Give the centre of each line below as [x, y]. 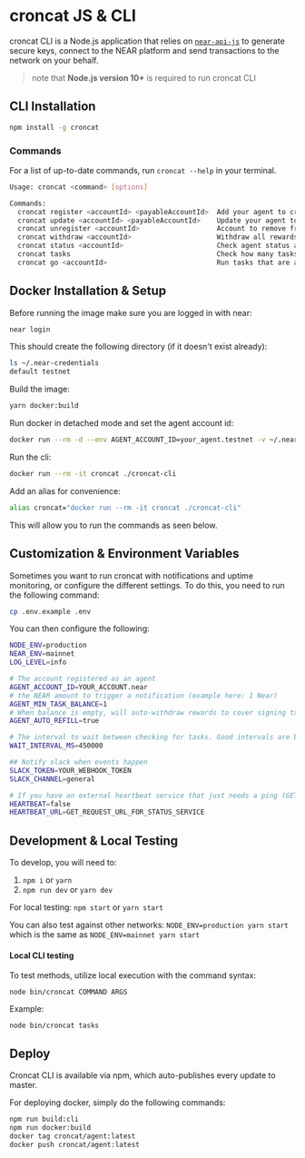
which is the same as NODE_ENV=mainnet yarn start [105, 935]
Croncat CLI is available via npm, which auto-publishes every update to [143, 1075]
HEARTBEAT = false [40, 804]
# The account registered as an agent [83, 679]
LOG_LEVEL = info [38, 663]
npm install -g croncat [54, 127]
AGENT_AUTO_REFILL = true [54, 721]
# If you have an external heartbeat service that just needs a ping [144, 796]
